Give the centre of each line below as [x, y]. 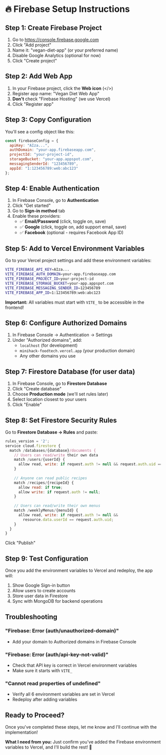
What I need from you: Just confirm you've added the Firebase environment [83, 742]
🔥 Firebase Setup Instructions [67, 9]
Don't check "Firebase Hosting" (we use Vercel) [61, 99]
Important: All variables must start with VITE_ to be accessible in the [75, 302]
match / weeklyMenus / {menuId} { [46, 510]
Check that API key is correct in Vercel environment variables [75, 665]
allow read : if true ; [41, 487]
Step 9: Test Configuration [47, 558]
